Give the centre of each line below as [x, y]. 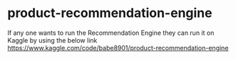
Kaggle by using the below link [52, 40]
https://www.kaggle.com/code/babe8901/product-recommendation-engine [118, 48]
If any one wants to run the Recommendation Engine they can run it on [111, 33]
